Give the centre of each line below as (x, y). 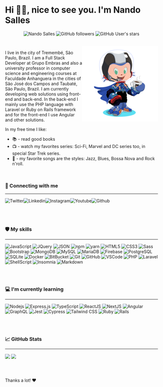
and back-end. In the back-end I (46, 99)
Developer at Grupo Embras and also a (44, 63)
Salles (18, 20)
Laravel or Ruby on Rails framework (41, 110)
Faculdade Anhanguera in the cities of (43, 78)
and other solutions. (25, 120)
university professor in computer (38, 68)
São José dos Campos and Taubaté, (41, 83)
